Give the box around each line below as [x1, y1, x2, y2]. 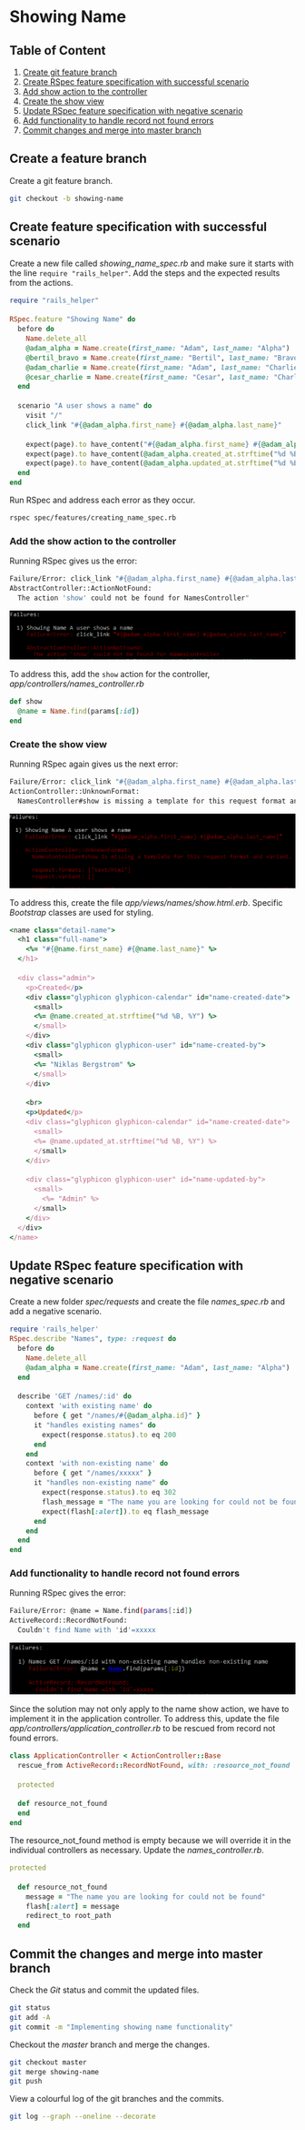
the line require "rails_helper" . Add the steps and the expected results [9, 267, 280, 279]
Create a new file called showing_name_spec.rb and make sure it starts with [9, 258, 294, 269]
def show [9, 697, 43, 706]
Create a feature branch [9, 151, 147, 167]
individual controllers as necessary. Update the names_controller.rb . [9, 1845, 265, 1856]
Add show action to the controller [22, 86, 148, 96]
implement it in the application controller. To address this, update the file [9, 1713, 280, 1724]
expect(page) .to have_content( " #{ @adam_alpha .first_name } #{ [25, 440, 261, 449]
